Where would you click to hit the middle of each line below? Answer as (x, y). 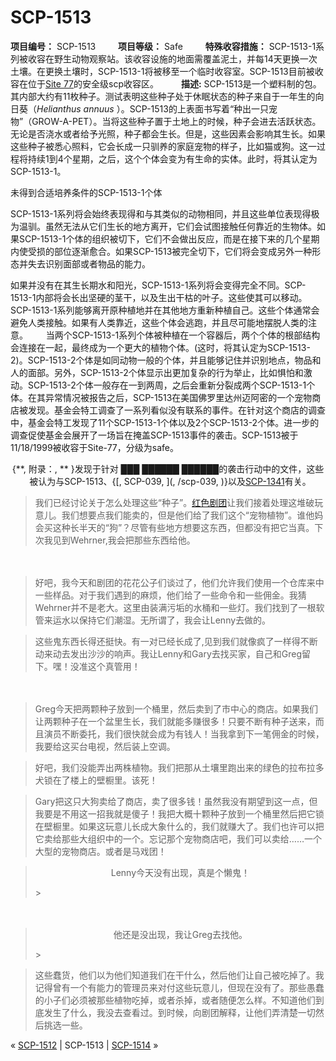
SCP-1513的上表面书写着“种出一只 (199, 108)
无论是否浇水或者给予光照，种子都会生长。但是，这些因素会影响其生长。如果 (168, 133)
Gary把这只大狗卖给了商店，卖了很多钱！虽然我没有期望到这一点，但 (176, 801)
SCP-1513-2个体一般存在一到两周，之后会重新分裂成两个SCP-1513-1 (167, 385)
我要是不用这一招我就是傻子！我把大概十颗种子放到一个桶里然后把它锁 (179, 813)
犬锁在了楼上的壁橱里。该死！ (96, 780)
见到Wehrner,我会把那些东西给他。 (124, 540)
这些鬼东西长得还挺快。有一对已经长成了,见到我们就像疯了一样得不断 (176, 641)
